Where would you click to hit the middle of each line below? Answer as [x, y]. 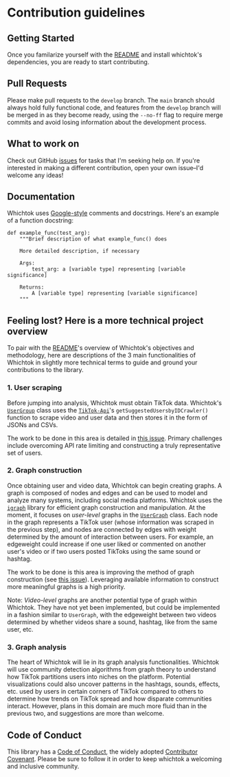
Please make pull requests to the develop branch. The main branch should [111, 100]
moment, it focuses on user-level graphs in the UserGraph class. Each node [113, 515]
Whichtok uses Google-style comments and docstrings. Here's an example [113, 213]
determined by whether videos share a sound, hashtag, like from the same [112, 622]
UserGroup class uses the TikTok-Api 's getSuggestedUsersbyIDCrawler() [108, 410]
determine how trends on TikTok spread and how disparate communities [110, 699]
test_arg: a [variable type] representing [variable [109, 269]
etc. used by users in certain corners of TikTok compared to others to [105, 692]
